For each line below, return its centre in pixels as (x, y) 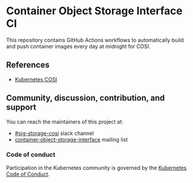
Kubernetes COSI (36, 79)
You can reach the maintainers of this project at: (65, 122)
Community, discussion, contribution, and (86, 98)
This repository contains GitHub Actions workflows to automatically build (95, 40)
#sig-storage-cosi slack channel (54, 133)
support (21, 107)
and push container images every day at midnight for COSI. (78, 46)
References (28, 65)
